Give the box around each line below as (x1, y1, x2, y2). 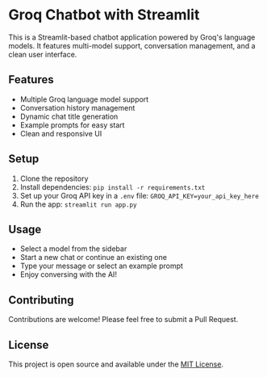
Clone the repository (19, 174, 89, 183)
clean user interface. (8, 49, 77, 59)
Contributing (8, 293, 74, 307)
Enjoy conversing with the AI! (19, 270, 117, 279)
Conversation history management (19, 103, 136, 112)
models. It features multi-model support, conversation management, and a (8, 40, 256, 50)
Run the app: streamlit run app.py (19, 199, 137, 209)
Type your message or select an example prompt (19, 261, 184, 271)
